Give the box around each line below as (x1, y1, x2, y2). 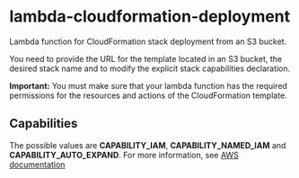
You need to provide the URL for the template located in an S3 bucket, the (9, 53, 283, 64)
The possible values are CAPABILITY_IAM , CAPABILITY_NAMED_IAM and (9, 139, 286, 150)
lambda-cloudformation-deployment (9, 6, 291, 27)
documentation (9, 159, 66, 170)
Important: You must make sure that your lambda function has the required (9, 80, 287, 91)
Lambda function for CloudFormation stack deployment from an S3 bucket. (9, 36, 287, 47)
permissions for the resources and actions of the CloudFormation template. (9, 90, 287, 101)
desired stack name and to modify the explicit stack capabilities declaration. (9, 63, 291, 74)
